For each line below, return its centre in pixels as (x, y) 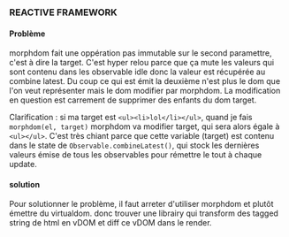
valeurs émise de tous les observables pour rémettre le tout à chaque (136, 155)
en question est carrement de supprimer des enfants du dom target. (133, 100)
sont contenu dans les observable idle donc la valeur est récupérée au (137, 72)
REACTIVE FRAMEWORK (63, 12)
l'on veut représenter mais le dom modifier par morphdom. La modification (145, 91)
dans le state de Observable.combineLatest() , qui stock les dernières (134, 145)
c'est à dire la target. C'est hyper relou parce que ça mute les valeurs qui (142, 63)
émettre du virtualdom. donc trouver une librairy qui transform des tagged (144, 213)
